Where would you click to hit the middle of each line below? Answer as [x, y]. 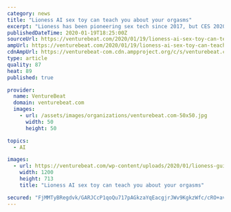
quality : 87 [24, 65]
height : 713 [36, 179]
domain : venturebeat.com [49, 103]
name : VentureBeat [40, 96]
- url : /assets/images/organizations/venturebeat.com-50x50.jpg [113, 116]
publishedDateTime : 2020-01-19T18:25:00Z [67, 33]
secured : [20, 198]
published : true [30, 77]
